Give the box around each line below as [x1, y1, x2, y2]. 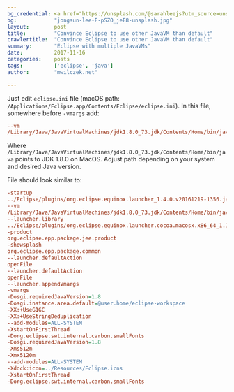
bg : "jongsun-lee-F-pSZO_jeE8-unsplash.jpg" [7, 17, 173, 24]
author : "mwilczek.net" [7, 68, 98, 75]
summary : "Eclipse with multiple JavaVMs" [7, 43, 151, 50]
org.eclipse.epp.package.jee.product [7, 235, 117, 242]
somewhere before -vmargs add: [7, 109, 100, 117]
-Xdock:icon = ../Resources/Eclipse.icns [7, 365, 123, 372]
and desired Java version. [7, 162, 81, 171]
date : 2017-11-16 [7, 50, 86, 57]
